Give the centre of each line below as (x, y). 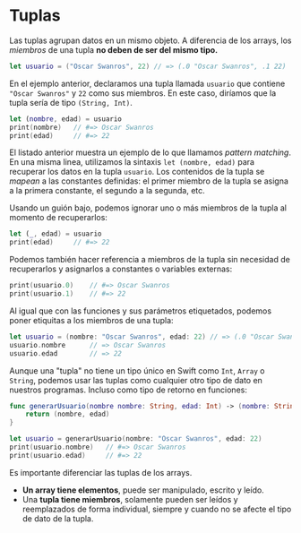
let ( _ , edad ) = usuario (56, 234)
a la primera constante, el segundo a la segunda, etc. (107, 191)
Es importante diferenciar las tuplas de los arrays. (101, 472)
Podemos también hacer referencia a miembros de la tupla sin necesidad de (150, 260)
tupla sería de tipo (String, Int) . (71, 102)
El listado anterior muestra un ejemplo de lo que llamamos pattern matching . (150, 152)
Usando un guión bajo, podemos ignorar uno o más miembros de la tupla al (148, 208)
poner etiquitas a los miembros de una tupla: (91, 320)
